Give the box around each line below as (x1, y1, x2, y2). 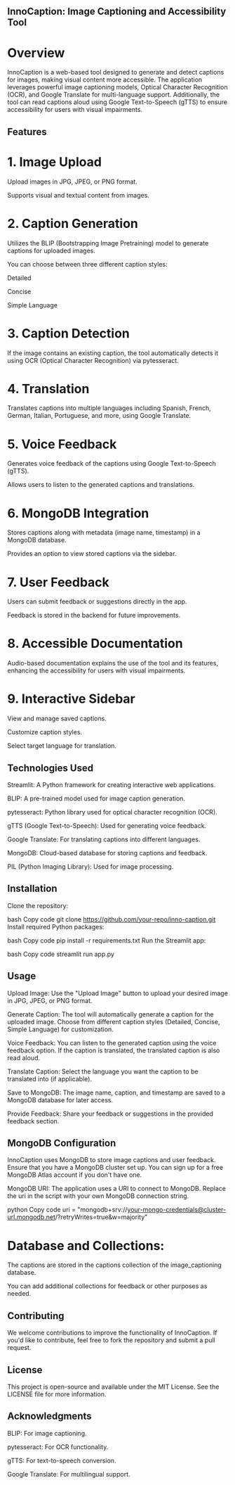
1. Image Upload (7, 154, 102, 170)
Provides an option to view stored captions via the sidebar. (7, 549, 177, 558)
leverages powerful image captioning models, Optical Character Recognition (7, 83, 228, 91)
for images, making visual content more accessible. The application (7, 75, 203, 84)
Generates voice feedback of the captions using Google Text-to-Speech (7, 459, 216, 468)
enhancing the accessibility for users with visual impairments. (7, 666, 186, 675)
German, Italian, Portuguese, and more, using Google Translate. (7, 412, 192, 420)
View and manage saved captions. (7, 714, 107, 723)
